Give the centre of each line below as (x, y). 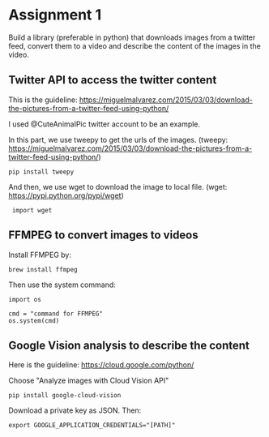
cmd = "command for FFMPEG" (56, 314)
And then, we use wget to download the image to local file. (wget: (118, 186)
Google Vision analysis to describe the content (129, 345)
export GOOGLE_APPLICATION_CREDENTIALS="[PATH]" (92, 426)
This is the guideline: (43, 100)
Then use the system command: (62, 285)
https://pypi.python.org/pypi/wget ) (66, 195)
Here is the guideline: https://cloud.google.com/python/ (101, 365)
